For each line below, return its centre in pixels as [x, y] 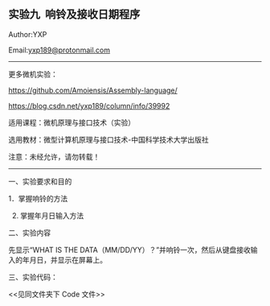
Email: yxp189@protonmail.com [59, 50]
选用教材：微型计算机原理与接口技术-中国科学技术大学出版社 [108, 139]
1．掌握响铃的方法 [38, 198]
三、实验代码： [33, 277]
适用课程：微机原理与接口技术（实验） [72, 122]
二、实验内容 [29, 233]
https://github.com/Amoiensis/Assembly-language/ [93, 90]
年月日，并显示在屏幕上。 [64, 259]
